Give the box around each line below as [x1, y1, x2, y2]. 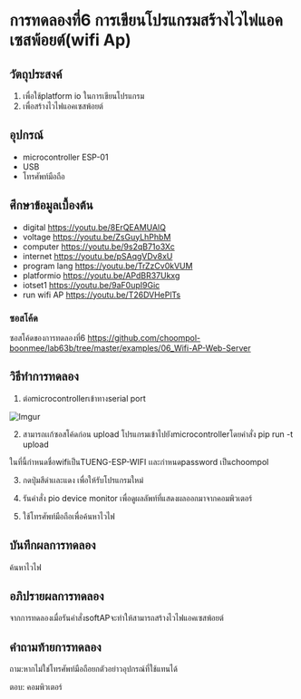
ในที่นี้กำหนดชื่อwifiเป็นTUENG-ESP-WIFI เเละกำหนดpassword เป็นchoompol [9, 456, 269, 467]
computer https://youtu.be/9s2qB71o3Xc [22, 241, 175, 252]
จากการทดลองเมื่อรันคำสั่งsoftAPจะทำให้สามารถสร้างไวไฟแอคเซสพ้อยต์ [9, 613, 224, 624]
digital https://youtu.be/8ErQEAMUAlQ [22, 221, 166, 232]
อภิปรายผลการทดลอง [9, 588, 104, 604]
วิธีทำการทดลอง [9, 369, 79, 384]
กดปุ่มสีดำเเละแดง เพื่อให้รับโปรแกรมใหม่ [22, 474, 144, 485]
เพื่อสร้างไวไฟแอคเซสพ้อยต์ [22, 101, 104, 112]
